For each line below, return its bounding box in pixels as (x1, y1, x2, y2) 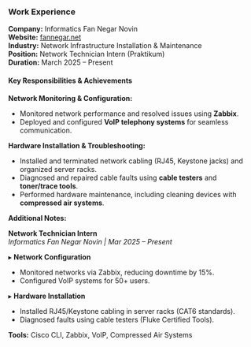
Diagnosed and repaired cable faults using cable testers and (19, 173, 217, 182)
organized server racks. (19, 164, 97, 173)
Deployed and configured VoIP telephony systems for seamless (19, 117, 229, 126)
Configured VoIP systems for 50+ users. (19, 275, 150, 285)
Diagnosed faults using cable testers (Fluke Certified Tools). (19, 315, 215, 324)
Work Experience (8, 6, 76, 17)
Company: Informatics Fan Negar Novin (8, 24, 138, 34)
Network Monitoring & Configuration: (8, 93, 133, 103)
